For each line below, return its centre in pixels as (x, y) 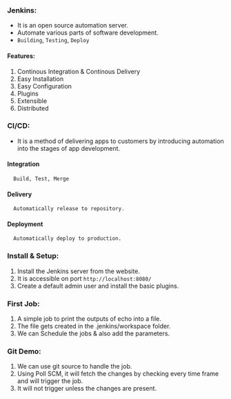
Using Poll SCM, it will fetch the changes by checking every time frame (118, 374)
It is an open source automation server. (73, 26)
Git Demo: (24, 351)
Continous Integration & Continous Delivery (79, 71)
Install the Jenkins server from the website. (78, 271)
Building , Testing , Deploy (53, 40)
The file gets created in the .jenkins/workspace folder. (94, 326)
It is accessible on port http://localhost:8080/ (84, 278)
